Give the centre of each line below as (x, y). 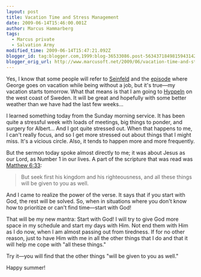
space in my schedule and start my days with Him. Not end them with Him (97, 225)
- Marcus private (33, 39)
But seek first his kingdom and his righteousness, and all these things (106, 177)
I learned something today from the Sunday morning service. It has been (96, 116)
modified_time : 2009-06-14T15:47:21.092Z (59, 51)
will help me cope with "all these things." (56, 244)
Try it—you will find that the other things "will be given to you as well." (92, 256)
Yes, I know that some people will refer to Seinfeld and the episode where (97, 79)
